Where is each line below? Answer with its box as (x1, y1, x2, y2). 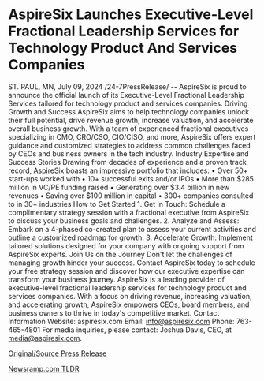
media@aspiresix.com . (8, 333, 83, 342)
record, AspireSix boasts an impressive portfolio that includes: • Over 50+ (8, 166, 248, 175)
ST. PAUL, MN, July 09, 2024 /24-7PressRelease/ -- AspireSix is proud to (8, 81, 247, 92)
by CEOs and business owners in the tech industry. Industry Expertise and (8, 148, 249, 159)
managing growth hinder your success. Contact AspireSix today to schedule (8, 258, 255, 267)
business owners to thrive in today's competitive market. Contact (8, 308, 220, 317)
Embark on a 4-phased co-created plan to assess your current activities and (8, 224, 256, 233)
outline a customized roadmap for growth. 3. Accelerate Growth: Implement (8, 233, 254, 242)
